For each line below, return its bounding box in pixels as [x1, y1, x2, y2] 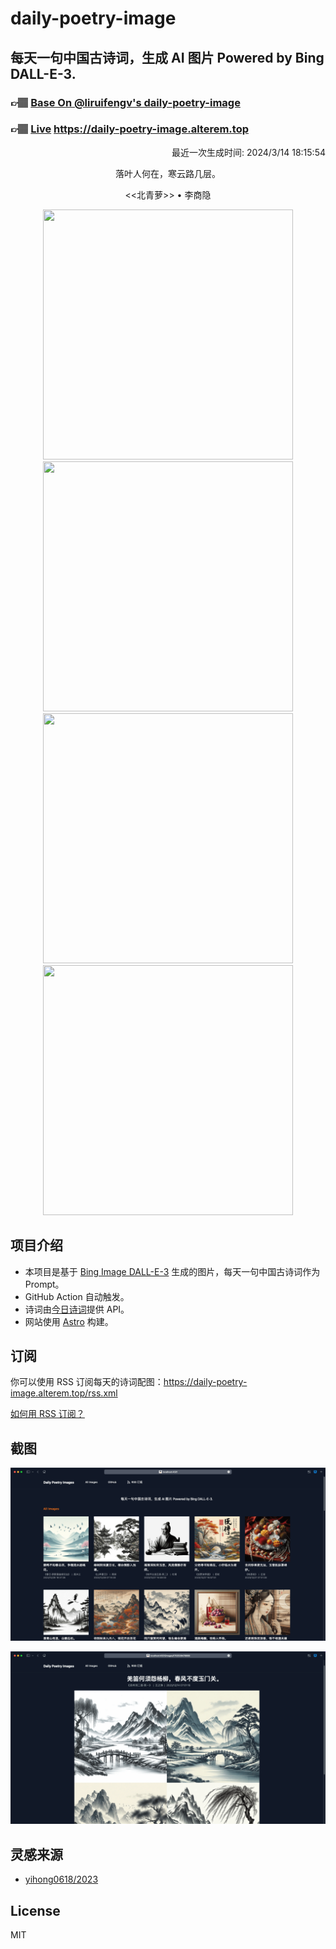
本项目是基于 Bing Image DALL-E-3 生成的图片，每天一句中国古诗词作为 [24, 1265, 321, 1277]
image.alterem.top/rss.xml [10, 1387, 118, 1399]
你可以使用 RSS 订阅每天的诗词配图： [10, 1376, 164, 1388]
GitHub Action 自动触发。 [24, 1290, 130, 1302]
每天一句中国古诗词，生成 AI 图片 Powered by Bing [10, 49, 325, 66]
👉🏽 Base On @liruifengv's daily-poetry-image [10, 95, 241, 109]
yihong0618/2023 [24, 1873, 99, 1886]
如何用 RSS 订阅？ [10, 1408, 85, 1420]
